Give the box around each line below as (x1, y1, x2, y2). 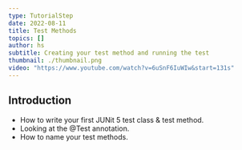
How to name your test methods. (19, 132, 128, 141)
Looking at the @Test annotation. (19, 124, 130, 133)
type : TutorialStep (8, 11, 74, 20)
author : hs (8, 42, 45, 50)
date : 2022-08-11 (8, 19, 67, 27)
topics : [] (8, 34, 45, 43)
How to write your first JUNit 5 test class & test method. (19, 115, 204, 124)
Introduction (8, 94, 72, 107)
